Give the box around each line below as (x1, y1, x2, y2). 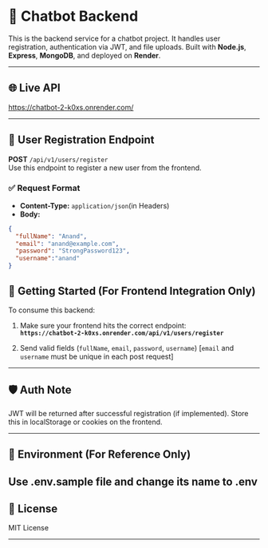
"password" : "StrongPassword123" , (15, 247, 130, 255)
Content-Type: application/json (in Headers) (19, 201, 170, 210)
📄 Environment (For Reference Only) (8, 447, 191, 462)
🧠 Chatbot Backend (8, 7, 139, 26)
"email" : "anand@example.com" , (15, 240, 120, 248)
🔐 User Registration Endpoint (8, 133, 155, 147)
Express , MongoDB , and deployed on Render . (8, 50, 161, 60)
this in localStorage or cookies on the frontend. (8, 417, 163, 427)
